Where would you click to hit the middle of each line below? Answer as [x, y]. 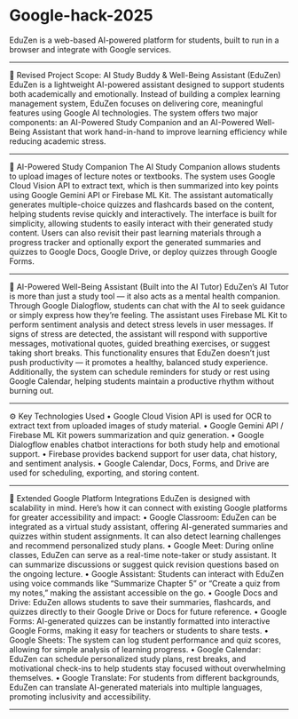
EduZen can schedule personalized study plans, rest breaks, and [128, 659]
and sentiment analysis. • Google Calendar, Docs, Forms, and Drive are [139, 463]
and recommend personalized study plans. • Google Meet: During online [142, 545]
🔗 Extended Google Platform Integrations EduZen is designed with [130, 498]
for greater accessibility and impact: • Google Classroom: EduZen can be [143, 517]
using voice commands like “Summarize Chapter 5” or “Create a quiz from [145, 583]
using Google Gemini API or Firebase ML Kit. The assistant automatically [141, 195]
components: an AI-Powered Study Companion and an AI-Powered [132, 122]
